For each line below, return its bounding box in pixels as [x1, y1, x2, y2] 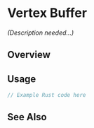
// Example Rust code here [7, 92, 86, 99]
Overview [7, 49, 51, 61]
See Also [7, 111, 47, 123]
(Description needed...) [7, 28, 74, 37]
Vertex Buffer [7, 5, 88, 21]
